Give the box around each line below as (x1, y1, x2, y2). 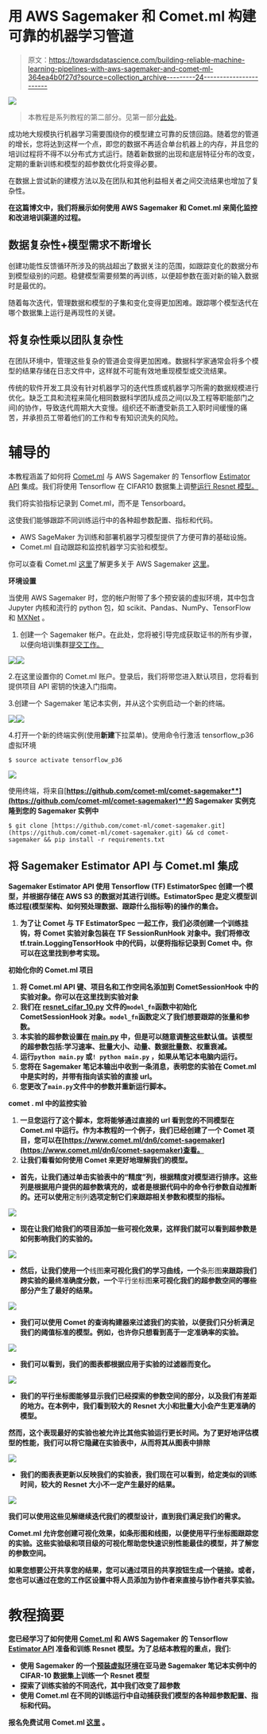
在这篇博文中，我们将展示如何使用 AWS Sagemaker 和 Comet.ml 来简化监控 (8, 202, 258, 212)
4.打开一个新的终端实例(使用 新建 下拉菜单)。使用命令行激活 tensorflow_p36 (8, 730, 254, 740)
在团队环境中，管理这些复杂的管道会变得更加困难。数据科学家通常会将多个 (8, 356, 252, 365)
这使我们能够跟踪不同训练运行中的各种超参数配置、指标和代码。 (8, 515, 217, 525)
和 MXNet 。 (8, 612, 49, 622)
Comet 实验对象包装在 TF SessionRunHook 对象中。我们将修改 (42, 928, 250, 938)
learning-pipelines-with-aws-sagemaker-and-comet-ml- (27, 64, 214, 73)
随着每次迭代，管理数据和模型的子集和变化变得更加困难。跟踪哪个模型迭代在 (8, 298, 259, 307)
